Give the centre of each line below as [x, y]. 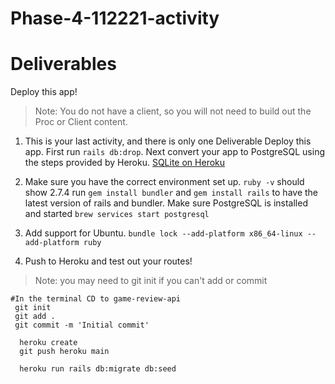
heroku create [48, 343]
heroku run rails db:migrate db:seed [98, 369]
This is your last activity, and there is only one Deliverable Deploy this [168, 141]
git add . [35, 317]
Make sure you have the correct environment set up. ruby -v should [164, 182]
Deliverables [63, 64]
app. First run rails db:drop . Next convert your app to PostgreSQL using [175, 152]
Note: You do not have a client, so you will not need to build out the [173, 111]
